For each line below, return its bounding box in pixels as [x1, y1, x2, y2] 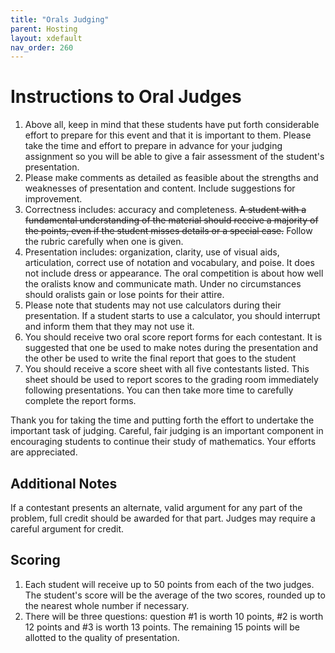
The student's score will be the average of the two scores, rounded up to [24, 589, 326, 601]
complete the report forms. [24, 395, 137, 407]
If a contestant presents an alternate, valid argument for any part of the [10, 502, 303, 513]
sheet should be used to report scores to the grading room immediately [24, 374, 319, 386]
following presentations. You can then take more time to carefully [24, 384, 294, 396]
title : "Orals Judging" [10, 14, 110, 25]
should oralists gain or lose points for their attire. [24, 289, 225, 301]
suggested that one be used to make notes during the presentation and [24, 342, 319, 354]
